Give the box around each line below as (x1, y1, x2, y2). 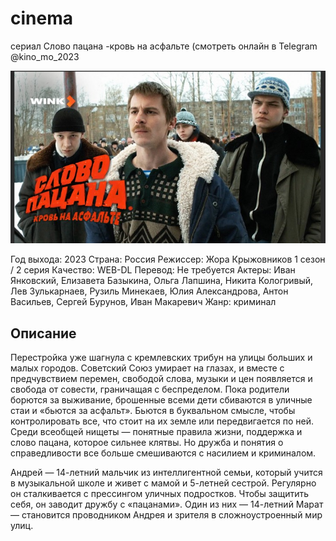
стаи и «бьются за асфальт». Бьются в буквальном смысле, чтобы (10, 405, 296, 417)
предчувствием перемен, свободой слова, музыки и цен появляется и (10, 373, 313, 385)
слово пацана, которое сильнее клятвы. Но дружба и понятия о (10, 437, 284, 449)
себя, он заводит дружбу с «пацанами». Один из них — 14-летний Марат (10, 498, 324, 511)
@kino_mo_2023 (10, 50, 80, 62)
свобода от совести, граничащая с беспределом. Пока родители (10, 383, 290, 396)
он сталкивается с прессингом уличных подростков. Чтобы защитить (10, 488, 310, 500)
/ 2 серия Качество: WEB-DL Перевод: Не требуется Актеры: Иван (10, 264, 296, 276)
